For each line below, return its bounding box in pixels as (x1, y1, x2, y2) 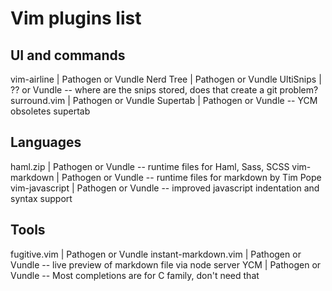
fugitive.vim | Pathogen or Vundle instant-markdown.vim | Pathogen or (10, 248, 302, 260)
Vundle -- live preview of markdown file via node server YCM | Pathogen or (10, 258, 322, 271)
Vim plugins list (10, 7, 142, 30)
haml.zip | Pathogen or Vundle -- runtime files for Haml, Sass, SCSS (10, 160, 290, 172)
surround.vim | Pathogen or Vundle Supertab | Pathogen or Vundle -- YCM (10, 95, 318, 106)
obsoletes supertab (10, 105, 91, 117)
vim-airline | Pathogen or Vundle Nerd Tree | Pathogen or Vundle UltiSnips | (10, 73, 322, 85)
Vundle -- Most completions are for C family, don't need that (10, 269, 260, 281)
